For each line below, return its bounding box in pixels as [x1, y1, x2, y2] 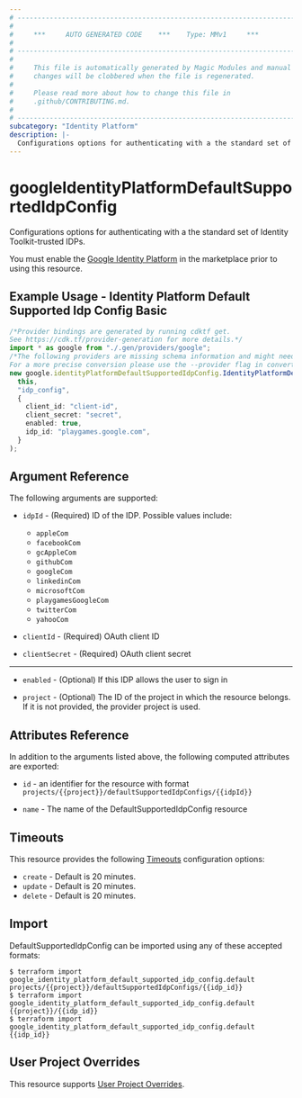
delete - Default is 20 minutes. [22, 890, 137, 901]
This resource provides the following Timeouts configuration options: [9, 854, 265, 865]
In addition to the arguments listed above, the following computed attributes [9, 751, 290, 762]
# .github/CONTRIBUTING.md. [9, 96, 130, 106]
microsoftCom [35, 587, 85, 596]
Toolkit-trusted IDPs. [9, 236, 85, 247]
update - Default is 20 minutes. [22, 881, 137, 892]
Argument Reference [9, 469, 129, 484]
